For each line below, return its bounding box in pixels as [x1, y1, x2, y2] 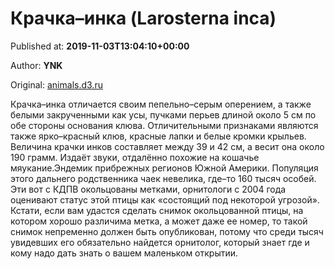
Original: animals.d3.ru [10, 78, 103, 91]
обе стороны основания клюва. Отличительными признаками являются [10, 119, 319, 131]
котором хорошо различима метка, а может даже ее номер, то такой [10, 215, 308, 227]
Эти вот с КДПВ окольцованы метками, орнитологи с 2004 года [10, 183, 287, 195]
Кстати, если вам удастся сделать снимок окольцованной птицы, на [10, 204, 304, 216]
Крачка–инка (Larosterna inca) [10, 7, 277, 30]
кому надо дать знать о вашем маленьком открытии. [10, 247, 239, 259]
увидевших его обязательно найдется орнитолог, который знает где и [10, 236, 310, 248]
